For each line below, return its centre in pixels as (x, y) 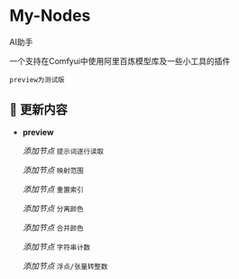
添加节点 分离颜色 (53, 208)
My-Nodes (50, 16)
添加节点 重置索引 (53, 189)
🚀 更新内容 (38, 110)
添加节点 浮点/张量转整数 (65, 265)
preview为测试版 (37, 79)
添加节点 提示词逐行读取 (63, 151)
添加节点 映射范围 (53, 170)
